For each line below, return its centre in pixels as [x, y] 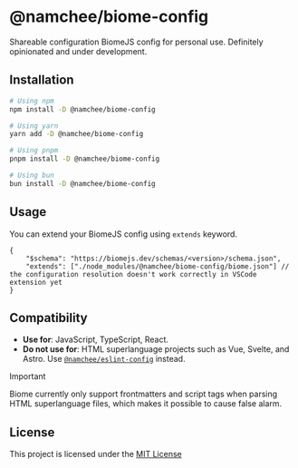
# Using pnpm [34, 151]
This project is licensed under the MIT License [96, 454]
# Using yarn [34, 126]
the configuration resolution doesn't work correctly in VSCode [133, 274]
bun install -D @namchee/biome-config [82, 183]
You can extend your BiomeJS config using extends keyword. [124, 234]
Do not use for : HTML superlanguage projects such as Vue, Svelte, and [156, 349]
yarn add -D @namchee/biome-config [77, 134]
